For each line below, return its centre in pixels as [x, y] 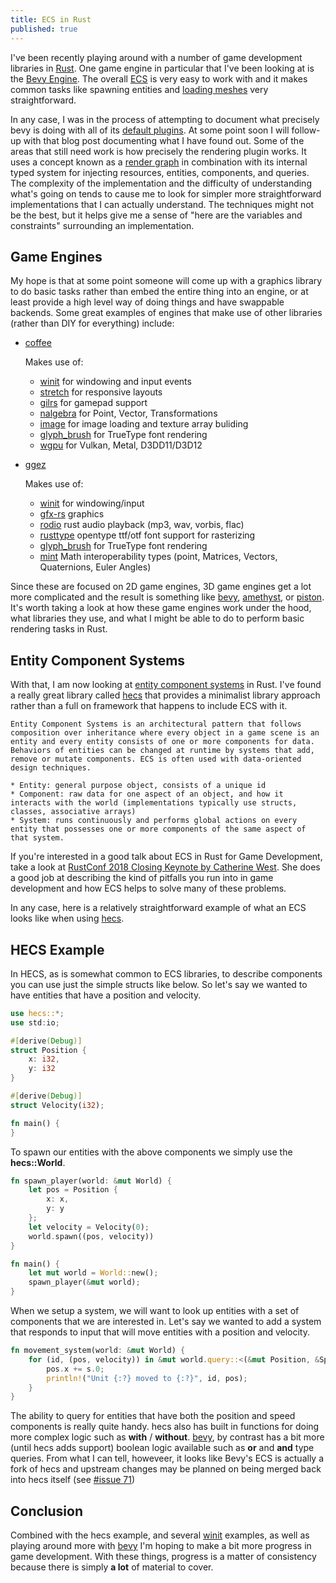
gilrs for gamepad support [93, 403]
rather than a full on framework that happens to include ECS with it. [149, 706]
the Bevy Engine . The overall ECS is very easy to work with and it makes [159, 78]
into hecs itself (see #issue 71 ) [72, 1480]
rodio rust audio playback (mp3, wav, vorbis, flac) [142, 525]
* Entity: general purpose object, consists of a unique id [138, 786]
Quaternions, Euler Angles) [95, 567]
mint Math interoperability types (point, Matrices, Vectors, [158, 557]
